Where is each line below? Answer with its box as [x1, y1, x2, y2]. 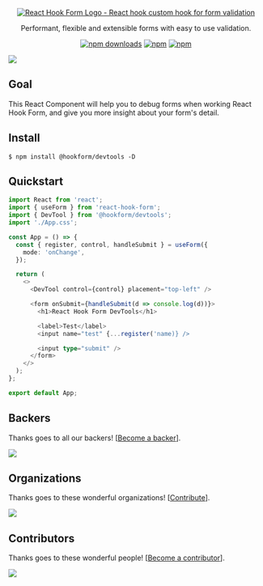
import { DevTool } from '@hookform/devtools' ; [8, 211, 172, 219]
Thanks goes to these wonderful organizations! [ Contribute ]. [8, 493, 210, 503]
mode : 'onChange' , [23, 248, 85, 257]
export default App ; [8, 389, 78, 397]
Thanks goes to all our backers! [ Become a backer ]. [8, 433, 181, 443]
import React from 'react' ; [8, 196, 104, 204]
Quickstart [8, 175, 64, 189]
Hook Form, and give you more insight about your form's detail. [8, 108, 220, 117]
